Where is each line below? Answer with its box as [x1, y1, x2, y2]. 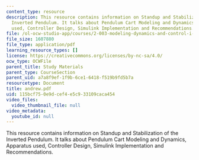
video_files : [6, 97, 38, 103]
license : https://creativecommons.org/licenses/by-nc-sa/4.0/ [6, 53, 163, 59]
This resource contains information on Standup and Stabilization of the [6, 130, 179, 137]
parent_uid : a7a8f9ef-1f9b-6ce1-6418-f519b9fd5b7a [6, 75, 134, 81]
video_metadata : [6, 108, 46, 114]
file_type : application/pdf [6, 42, 76, 48]
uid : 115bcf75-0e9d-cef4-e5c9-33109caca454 [6, 91, 115, 97]
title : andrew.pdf [6, 86, 52, 92]
